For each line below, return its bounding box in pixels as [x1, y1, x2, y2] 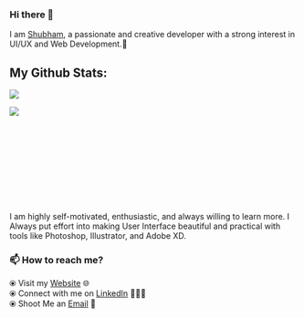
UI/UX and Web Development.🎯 [9, 38, 128, 49]
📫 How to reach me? [9, 254, 104, 267]
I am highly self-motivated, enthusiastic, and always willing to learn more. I [9, 211, 290, 222]
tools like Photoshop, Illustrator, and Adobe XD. [9, 231, 187, 241]
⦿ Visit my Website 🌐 [9, 278, 89, 289]
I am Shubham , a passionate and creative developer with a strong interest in [9, 29, 295, 40]
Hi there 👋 [9, 8, 55, 21]
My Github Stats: [9, 65, 108, 80]
